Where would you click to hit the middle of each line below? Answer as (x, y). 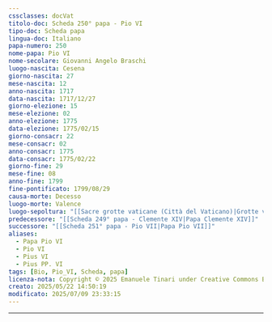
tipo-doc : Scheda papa (47, 31)
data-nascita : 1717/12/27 (52, 99)
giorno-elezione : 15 (43, 106)
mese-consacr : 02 (38, 144)
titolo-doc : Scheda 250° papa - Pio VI (76, 23)
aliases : (23, 234)
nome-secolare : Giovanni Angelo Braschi (78, 61)
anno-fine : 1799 (36, 182)
